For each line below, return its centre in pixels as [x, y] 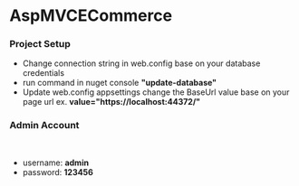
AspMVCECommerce [91, 16]
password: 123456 [58, 172]
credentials [43, 73]
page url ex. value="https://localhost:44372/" [111, 102]
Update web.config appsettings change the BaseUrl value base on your [156, 92]
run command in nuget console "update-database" [120, 83]
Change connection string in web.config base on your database [141, 63]
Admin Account [44, 126]
